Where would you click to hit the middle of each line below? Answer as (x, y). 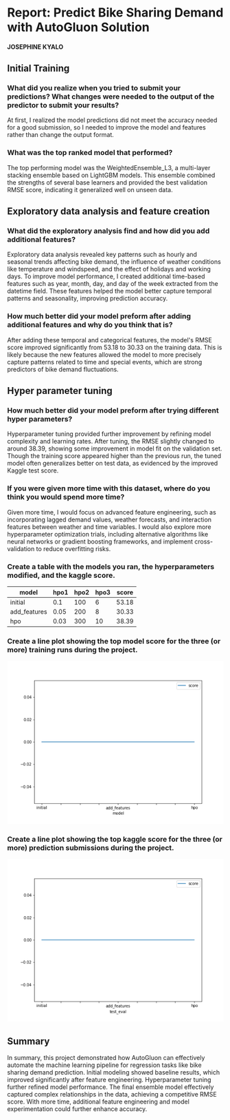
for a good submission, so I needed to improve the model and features (106, 127)
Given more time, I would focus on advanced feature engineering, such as (112, 512)
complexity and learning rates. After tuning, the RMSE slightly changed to (111, 442)
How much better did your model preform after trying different (113, 411)
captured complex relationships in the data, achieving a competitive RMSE (112, 1095)
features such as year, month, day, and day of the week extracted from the (113, 284)
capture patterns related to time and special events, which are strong (105, 362)
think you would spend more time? (66, 497)
